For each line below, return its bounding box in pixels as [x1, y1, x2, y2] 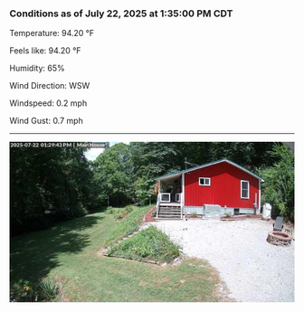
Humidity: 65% [9, 62, 65, 74]
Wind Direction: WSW [9, 80, 90, 91]
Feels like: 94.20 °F [9, 45, 81, 56]
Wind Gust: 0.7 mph [9, 116, 83, 127]
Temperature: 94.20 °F [9, 28, 95, 39]
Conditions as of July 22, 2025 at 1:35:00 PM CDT [9, 7, 233, 20]
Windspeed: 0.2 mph [9, 98, 88, 109]
